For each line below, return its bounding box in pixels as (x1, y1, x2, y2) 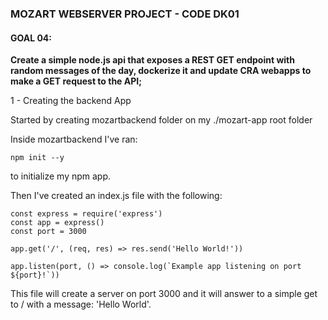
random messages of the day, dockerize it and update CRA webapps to (10, 65, 312, 77)
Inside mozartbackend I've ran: (10, 133, 138, 146)
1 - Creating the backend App (10, 95, 132, 107)
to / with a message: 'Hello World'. (10, 298, 152, 311)
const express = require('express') (10, 209, 163, 219)
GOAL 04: (10, 32, 52, 44)
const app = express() (10, 218, 105, 228)
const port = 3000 (10, 227, 87, 237)
